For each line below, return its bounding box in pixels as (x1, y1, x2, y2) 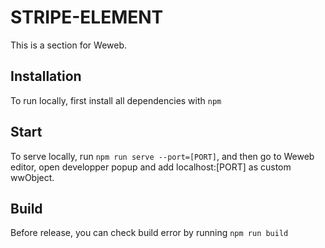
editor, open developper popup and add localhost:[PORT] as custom (10, 161, 292, 173)
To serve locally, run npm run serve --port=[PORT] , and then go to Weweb (10, 150, 315, 162)
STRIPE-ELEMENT (10, 6, 164, 29)
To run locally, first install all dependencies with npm (10, 94, 222, 106)
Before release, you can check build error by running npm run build (10, 227, 289, 239)
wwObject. (10, 171, 55, 183)
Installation (10, 68, 82, 85)
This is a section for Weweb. (10, 39, 128, 51)
